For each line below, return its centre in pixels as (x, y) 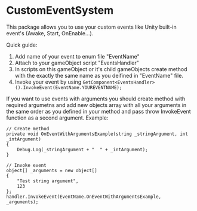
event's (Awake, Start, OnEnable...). (50, 33)
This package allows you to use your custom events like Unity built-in (92, 27)
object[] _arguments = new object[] (52, 170)
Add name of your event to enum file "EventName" (77, 56)
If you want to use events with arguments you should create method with (96, 99)
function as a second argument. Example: (57, 118)
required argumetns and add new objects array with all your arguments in (96, 105)
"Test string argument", (48, 181)
